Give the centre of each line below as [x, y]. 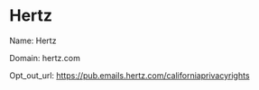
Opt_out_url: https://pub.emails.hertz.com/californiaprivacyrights [129, 75]
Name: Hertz [33, 40]
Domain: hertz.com [45, 58]
